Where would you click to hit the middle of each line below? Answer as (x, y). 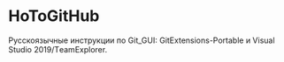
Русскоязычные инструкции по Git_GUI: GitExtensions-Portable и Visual (142, 40)
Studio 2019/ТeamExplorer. (58, 49)
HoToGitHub (54, 16)
